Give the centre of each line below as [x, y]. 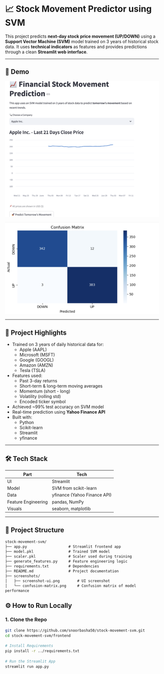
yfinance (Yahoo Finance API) [82, 495]
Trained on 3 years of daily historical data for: [58, 345]
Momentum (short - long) [45, 391]
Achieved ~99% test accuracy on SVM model [58, 407]
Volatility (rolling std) [40, 396]
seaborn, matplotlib [72, 509]
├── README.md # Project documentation [62, 571]
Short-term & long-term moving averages [61, 386]
